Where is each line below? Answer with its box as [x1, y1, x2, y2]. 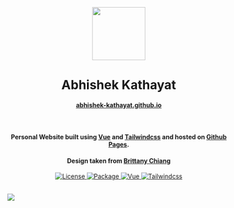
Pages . [108, 140, 129, 149]
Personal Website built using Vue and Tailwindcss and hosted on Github [11, 132, 227, 141]
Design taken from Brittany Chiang [66, 156, 171, 165]
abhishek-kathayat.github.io [76, 100, 162, 109]
